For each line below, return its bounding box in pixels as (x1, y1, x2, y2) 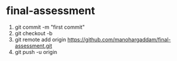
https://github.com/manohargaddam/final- (67, 36, 171, 43)
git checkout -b (14, 29, 53, 36)
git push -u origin (14, 48, 58, 55)
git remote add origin (14, 36, 67, 43)
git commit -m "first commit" (14, 23, 85, 30)
